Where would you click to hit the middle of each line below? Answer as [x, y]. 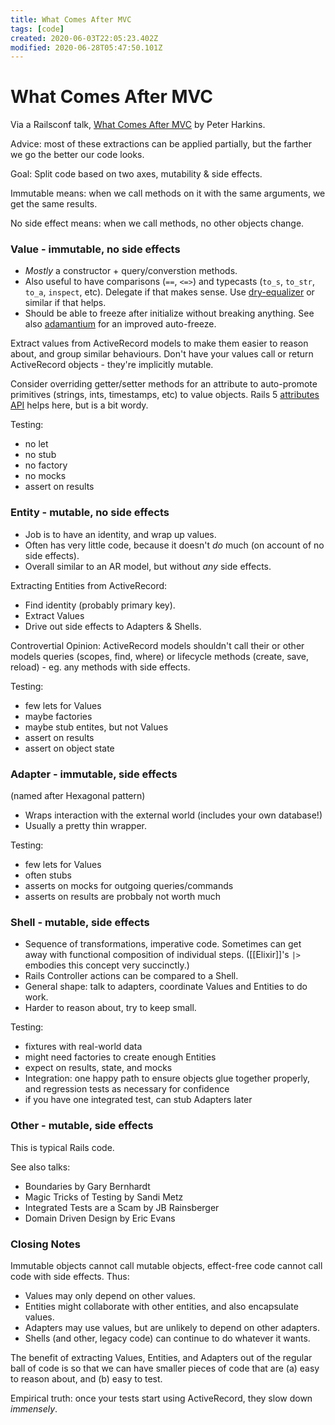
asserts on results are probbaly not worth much [122, 897]
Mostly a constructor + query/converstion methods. [131, 271]
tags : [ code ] [37, 29]
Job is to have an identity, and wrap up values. [120, 534]
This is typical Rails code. [62, 1147]
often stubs [48, 875]
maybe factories [58, 716]
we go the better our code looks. [77, 155]
